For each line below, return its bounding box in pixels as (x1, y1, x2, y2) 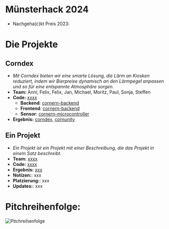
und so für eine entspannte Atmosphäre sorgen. (12, 83, 114, 89)
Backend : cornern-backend (20, 100, 79, 106)
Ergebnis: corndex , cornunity (12, 116, 75, 122)
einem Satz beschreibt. (12, 150, 62, 156)
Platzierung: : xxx (12, 177, 50, 183)
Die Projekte (5, 39, 58, 50)
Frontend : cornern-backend (20, 105, 80, 111)
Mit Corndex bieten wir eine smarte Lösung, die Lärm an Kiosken (12, 72, 150, 79)
